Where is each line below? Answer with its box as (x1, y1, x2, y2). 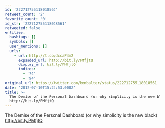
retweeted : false (5, 26, 41, 31)
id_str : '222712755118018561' (5, 21, 67, 26)
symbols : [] (9, 39, 34, 44)
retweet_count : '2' (5, 12, 45, 17)
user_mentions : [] (9, 44, 48, 49)
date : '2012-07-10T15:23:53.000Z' (5, 85, 76, 90)
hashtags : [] (9, 35, 36, 40)
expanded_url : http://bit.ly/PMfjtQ (18, 58, 93, 63)
